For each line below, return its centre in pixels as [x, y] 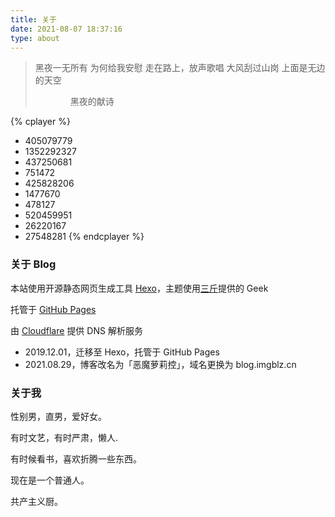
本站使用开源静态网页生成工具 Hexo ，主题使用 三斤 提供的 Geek [139, 288]
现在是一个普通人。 [50, 480]
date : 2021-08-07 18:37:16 [66, 29]
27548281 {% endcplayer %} [84, 237]
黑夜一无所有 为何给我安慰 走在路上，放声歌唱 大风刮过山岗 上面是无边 [180, 68]
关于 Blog [33, 264]
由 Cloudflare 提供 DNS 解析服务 [76, 330]
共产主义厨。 [36, 501]
